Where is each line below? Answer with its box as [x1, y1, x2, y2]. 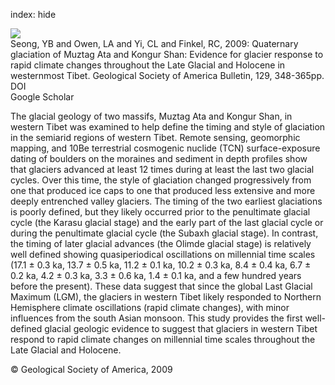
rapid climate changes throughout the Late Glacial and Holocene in [10, 59, 286, 71]
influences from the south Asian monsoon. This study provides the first [10, 312, 303, 324]
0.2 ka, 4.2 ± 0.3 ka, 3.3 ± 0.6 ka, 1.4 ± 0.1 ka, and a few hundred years [10, 270, 302, 281]
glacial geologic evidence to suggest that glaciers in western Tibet [44, 323, 318, 334]
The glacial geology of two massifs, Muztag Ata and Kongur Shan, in [10, 110, 293, 122]
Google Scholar [10, 91, 75, 103]
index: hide [10, 9, 57, 20]
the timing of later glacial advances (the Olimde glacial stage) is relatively [10, 238, 312, 249]
